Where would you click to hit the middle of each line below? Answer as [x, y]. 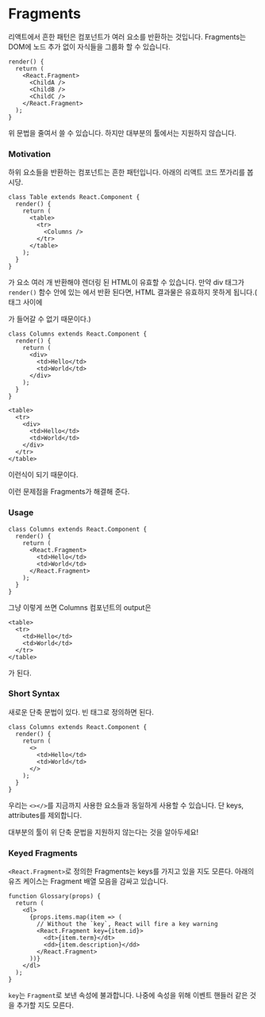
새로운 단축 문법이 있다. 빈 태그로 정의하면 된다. [81, 712]
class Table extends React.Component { [74, 198]
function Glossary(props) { [55, 896]
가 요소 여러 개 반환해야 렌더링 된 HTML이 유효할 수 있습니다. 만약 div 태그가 [126, 282]
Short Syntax [34, 693]
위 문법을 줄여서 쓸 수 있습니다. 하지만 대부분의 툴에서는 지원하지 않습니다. [122, 132]
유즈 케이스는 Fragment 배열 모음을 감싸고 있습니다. [88, 881]
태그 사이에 [25, 302]
